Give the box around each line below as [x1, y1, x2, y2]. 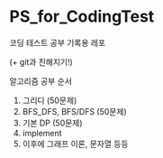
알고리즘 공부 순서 [9, 75, 72, 87]
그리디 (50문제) [22, 95, 77, 106]
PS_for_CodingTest [9, 6, 155, 27]
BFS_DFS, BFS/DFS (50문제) [22, 106, 128, 116]
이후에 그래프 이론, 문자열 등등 [22, 138, 129, 149]
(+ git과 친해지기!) [9, 56, 74, 67]
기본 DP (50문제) [22, 117, 83, 128]
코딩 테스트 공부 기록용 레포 [9, 37, 106, 48]
